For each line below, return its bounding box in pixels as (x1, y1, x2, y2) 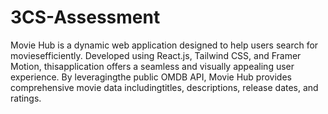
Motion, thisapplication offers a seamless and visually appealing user (10, 60, 295, 72)
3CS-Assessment (10, 6, 161, 29)
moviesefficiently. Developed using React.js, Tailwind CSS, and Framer (10, 49, 302, 61)
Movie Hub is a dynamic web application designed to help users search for (10, 39, 319, 51)
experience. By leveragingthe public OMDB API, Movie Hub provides (10, 71, 292, 83)
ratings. (10, 92, 42, 104)
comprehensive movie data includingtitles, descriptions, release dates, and (10, 81, 319, 93)
